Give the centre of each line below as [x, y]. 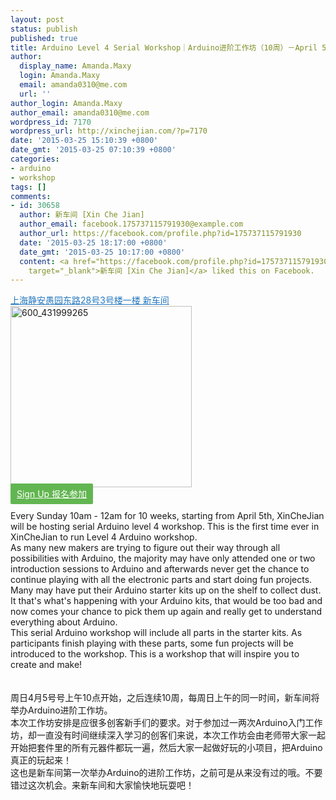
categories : [35, 159]
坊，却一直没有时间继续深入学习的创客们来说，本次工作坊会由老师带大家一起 [168, 735]
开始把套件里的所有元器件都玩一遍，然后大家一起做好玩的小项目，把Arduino [166, 748]
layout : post [37, 19]
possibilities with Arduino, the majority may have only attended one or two [163, 558]
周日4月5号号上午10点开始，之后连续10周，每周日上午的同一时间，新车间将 [165, 698]
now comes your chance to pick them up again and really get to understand [166, 612]
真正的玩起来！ [41, 760]
